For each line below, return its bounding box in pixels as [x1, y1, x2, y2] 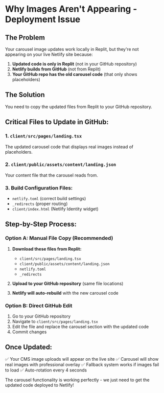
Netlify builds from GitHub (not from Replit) [12, 66, 101, 72]
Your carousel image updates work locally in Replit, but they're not [5, 46, 139, 52]
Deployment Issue [5, 14, 81, 25]
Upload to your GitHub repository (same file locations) [12, 280, 124, 286]
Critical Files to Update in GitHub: [5, 118, 109, 126]
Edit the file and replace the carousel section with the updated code [12, 324, 149, 330]
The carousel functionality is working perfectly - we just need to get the [5, 377, 150, 383]
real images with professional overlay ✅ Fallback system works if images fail [5, 361, 159, 368]
